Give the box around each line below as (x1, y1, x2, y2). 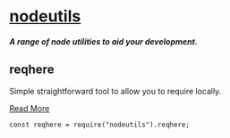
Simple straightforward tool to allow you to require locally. (9, 85, 222, 96)
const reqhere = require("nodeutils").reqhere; (9, 120, 191, 129)
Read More (9, 102, 50, 113)
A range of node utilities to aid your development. (9, 36, 199, 46)
